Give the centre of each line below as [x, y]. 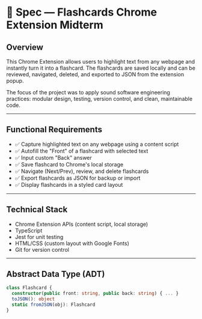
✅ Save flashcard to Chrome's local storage [69, 164]
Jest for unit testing [39, 237]
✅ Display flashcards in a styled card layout [69, 184]
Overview [25, 47]
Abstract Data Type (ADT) [56, 274]
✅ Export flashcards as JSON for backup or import [78, 178]
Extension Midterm [55, 25]
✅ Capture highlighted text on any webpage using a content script [97, 144]
